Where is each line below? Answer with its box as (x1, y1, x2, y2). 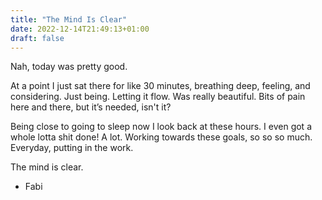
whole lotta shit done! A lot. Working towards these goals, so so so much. (10, 131, 313, 143)
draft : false (10, 33, 65, 43)
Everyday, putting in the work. (10, 142, 134, 154)
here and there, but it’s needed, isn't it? (10, 101, 172, 113)
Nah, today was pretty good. (10, 61, 128, 73)
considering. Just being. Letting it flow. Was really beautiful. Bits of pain (10, 91, 306, 103)
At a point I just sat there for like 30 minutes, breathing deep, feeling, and (10, 80, 311, 92)
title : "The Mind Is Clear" (10, 14, 128, 25)
